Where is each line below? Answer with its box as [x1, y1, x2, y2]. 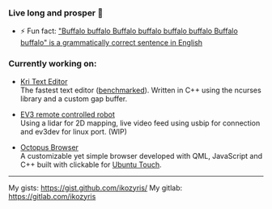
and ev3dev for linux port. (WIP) [19, 126, 128, 136]
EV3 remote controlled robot [19, 109, 115, 119]
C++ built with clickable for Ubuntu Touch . [19, 160, 162, 169]
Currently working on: [8, 58, 97, 70]
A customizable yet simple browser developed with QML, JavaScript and [19, 151, 263, 160]
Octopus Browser [19, 142, 79, 152]
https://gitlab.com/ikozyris [8, 191, 96, 201]
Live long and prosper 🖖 [8, 7, 104, 19]
